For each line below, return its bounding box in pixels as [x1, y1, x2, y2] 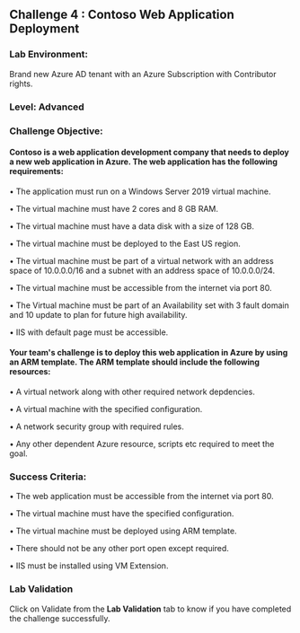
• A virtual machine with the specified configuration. [9, 403, 203, 414]
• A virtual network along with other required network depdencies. [9, 386, 256, 397]
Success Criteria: [9, 470, 87, 483]
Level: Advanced [9, 101, 85, 113]
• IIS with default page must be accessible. [9, 327, 169, 338]
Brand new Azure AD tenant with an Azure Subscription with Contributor [9, 68, 277, 79]
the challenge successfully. [9, 612, 110, 623]
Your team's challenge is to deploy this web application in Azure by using [9, 347, 288, 358]
